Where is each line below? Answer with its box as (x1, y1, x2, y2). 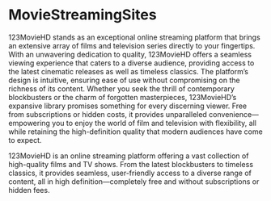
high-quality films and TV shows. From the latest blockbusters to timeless (8, 159, 253, 169)
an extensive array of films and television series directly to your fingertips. (8, 40, 256, 50)
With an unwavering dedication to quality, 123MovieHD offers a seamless (8, 49, 252, 59)
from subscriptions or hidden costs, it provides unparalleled (8, 109, 208, 119)
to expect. (8, 135, 42, 144)
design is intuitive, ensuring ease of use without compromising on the (8, 75, 240, 85)
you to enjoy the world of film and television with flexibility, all (52, 118, 257, 128)
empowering (8, 118, 51, 128)
